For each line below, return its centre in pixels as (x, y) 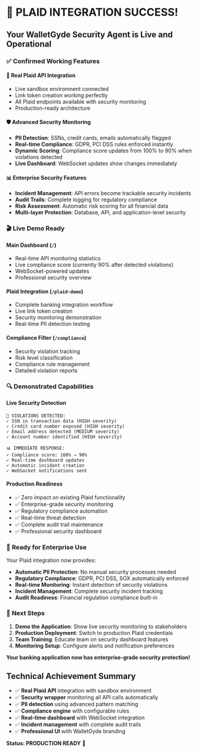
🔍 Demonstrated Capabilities (50, 386)
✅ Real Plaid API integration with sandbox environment (83, 691)
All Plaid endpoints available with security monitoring (80, 101)
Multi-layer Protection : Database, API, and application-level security (101, 213)
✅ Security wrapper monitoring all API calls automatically (86, 698)
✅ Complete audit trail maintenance (59, 524)
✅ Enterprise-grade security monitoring (64, 504)
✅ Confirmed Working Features (53, 61)
